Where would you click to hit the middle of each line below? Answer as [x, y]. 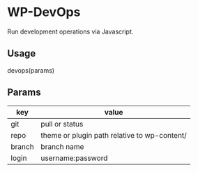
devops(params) [31, 70]
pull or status [62, 124]
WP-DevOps [44, 12]
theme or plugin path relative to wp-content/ [114, 135]
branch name [62, 146]
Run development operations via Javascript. [70, 31]
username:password [74, 158]
